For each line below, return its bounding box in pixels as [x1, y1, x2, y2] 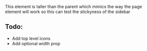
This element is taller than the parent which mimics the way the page [5, 4, 142, 9]
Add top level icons [12, 35, 51, 41]
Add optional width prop [12, 40, 60, 46]
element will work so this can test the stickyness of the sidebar [5, 9, 131, 14]
